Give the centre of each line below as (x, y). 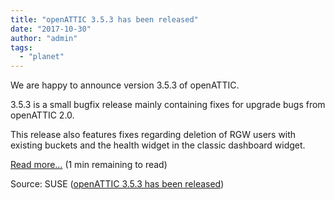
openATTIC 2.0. (42, 115)
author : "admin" (44, 38)
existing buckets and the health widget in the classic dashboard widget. (158, 145)
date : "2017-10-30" (51, 29)
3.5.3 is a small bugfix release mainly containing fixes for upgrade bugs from (168, 105)
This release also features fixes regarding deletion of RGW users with (153, 135)
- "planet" (42, 57)
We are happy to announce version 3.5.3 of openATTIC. (125, 85)
